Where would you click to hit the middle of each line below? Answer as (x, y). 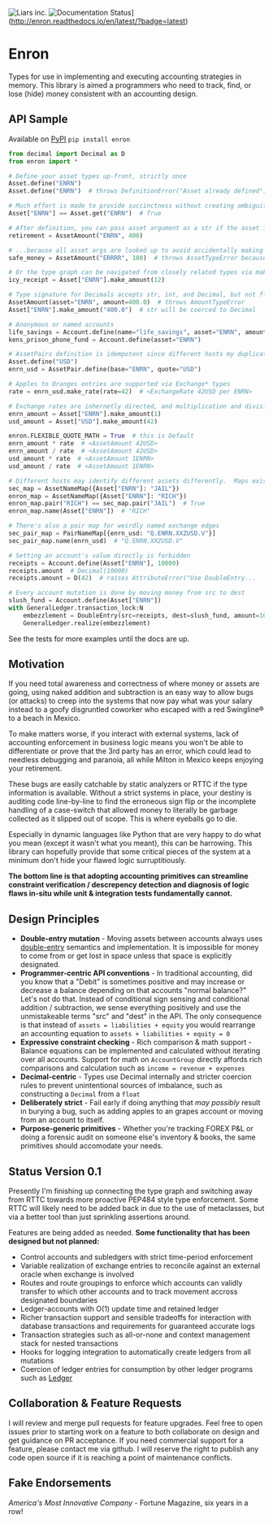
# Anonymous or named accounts (61, 324)
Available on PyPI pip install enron (69, 139)
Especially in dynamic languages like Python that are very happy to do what (135, 835)
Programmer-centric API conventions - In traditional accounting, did (136, 973)
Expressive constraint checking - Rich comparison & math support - (136, 1042)
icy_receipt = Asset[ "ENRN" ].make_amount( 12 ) (87, 280)
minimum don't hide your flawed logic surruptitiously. (97, 861)
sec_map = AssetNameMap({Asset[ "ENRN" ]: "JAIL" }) (94, 488)
